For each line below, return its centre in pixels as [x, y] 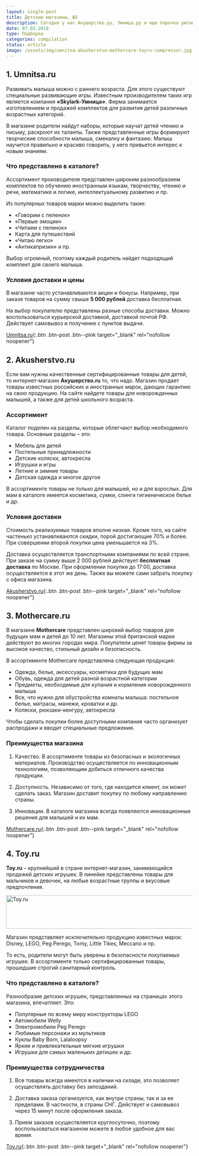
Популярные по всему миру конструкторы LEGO [76, 1014]
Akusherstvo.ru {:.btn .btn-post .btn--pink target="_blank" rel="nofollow [94, 591]
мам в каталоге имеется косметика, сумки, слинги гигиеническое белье [99, 495]
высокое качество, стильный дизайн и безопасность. [74, 649]
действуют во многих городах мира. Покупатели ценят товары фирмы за [99, 643]
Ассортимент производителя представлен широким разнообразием [93, 179]
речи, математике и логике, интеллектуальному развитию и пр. [87, 192]
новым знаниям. [27, 151]
